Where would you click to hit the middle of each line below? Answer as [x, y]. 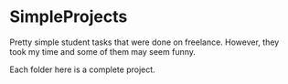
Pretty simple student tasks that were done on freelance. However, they [144, 42]
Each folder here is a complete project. [82, 69]
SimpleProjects [69, 17]
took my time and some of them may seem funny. [103, 51]
